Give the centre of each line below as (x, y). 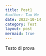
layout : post (19, 29)
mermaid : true (20, 34)
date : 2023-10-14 (23, 19)
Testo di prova (20, 48)
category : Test (21, 24)
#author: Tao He (22, 15)
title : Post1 (19, 10)
